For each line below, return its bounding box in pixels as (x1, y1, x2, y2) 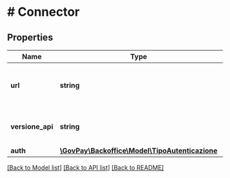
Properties (7, 32, 53, 43)
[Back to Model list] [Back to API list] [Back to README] (7, 164, 164, 172)
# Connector (7, 4, 80, 20)
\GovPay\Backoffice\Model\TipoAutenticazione (60, 146, 218, 155)
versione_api (10, 122, 53, 131)
